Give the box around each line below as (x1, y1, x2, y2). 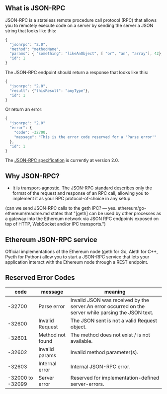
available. (70, 337, 93, 344)
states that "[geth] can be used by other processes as (50, 211, 162, 217)
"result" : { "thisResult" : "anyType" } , (9, 88, 90, 93)
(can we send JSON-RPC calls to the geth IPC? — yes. (5, 205, 117, 211)
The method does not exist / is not (70, 331, 151, 338)
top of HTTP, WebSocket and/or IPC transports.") (5, 221, 106, 227)
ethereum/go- (117, 205, 147, 211)
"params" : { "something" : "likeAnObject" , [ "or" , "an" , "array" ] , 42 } (9, 51, 162, 56)
